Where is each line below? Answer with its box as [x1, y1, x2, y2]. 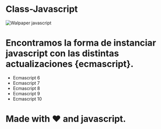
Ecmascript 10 [12, 96, 42, 102]
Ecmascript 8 [12, 85, 40, 91]
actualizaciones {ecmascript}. [5, 59, 134, 70]
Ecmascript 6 [12, 74, 40, 80]
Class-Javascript [5, 3, 78, 15]
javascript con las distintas [5, 48, 119, 59]
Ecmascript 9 [12, 90, 40, 96]
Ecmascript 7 [12, 80, 40, 86]
